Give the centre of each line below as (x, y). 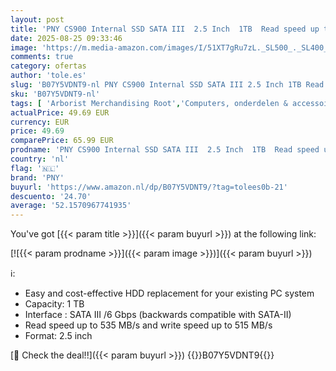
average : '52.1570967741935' (71, 206)
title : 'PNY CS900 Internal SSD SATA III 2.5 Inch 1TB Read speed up (165, 29)
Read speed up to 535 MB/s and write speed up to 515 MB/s (148, 325)
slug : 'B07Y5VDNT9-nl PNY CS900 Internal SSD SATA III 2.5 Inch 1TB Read (167, 85)
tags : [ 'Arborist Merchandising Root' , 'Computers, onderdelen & (149, 103)
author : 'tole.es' (48, 76)
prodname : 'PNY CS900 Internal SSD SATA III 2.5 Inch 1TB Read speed (165, 150)
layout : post (37, 19)
